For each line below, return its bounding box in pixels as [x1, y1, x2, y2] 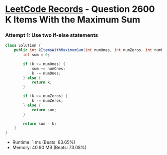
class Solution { [5, 43, 41, 48]
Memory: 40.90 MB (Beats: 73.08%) [12, 145, 87, 151]
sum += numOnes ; [31, 66, 66, 71]
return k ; [31, 80, 52, 85]
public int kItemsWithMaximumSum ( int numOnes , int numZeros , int [14, 48, 153, 53]
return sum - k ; [23, 121, 57, 126]
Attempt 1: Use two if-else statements [5, 32, 98, 39]
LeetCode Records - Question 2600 [5, 3, 155, 15]
